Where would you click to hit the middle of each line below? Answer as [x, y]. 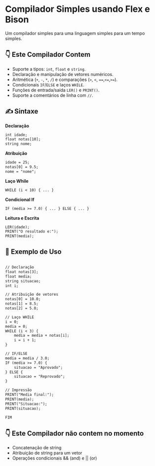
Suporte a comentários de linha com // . [53, 95]
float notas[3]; [22, 272]
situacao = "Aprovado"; [39, 367]
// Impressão [19, 390]
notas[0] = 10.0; [23, 299]
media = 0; [16, 326]
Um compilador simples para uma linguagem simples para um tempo [75, 33]
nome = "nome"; [21, 171]
